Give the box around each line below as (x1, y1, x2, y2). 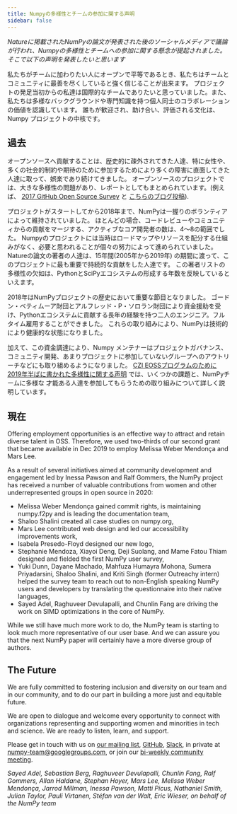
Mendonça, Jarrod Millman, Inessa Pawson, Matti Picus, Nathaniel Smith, (7, 784, 223, 792)
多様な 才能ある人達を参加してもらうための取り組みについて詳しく (25, 379, 219, 388)
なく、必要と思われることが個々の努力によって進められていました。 (19, 243, 217, 251)
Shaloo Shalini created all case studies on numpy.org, (17, 517, 174, 525)
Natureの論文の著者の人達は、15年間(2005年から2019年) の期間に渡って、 (7, 252, 224, 260)
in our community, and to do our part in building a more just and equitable (7, 690, 222, 699)
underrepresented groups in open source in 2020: (7, 489, 154, 497)
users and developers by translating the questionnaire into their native (17, 585, 222, 593)
